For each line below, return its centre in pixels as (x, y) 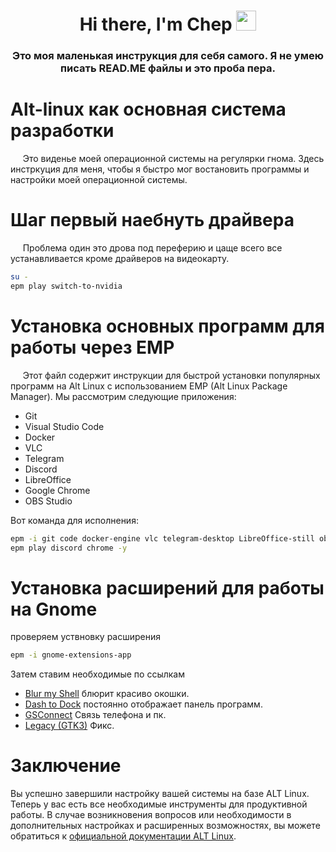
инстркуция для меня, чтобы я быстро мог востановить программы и (160, 169)
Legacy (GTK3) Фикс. (69, 726)
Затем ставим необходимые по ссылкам (97, 674)
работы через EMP (92, 347)
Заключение (66, 766)
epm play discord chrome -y (69, 548)
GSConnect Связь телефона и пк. (95, 715)
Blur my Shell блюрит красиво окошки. (107, 694)
